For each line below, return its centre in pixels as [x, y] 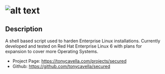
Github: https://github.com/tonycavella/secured [61, 66]
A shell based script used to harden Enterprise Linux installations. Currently [83, 41]
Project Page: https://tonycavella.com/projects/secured [69, 61]
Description [24, 29]
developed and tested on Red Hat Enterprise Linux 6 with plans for [74, 46]
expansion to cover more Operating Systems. [52, 51]
